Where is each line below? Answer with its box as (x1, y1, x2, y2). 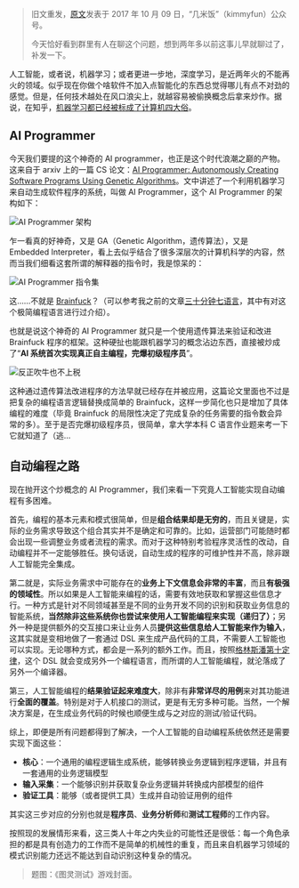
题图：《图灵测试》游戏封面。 (30, 868, 137, 879)
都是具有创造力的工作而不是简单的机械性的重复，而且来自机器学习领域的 (24, 838, 290, 849)
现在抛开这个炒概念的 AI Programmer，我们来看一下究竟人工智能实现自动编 (9, 484, 286, 495)
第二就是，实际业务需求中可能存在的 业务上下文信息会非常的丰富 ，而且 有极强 (9, 577, 290, 588)
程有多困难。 (9, 495, 56, 505)
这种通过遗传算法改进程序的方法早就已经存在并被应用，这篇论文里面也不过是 (9, 385, 290, 396)
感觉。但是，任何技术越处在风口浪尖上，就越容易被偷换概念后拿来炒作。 (9, 91, 274, 101)
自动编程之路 (9, 458, 80, 474)
